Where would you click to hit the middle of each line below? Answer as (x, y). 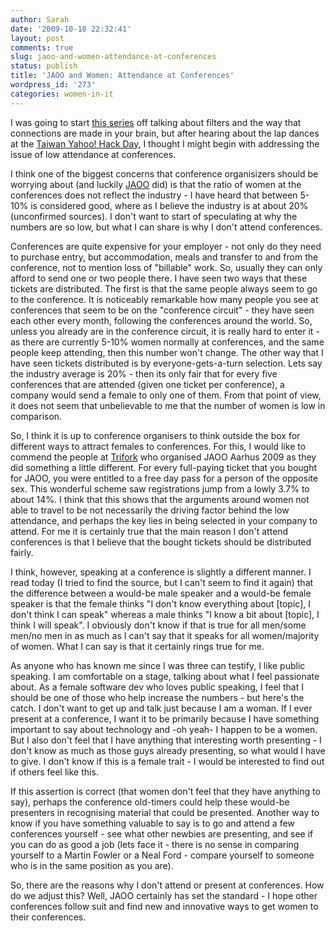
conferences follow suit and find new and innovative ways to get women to (164, 906)
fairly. (22, 552)
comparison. (36, 416)
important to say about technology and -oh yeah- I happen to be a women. (164, 729)
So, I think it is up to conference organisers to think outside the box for (155, 435)
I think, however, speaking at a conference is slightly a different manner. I (161, 572)
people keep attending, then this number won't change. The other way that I (167, 352)
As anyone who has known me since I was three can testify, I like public (158, 665)
